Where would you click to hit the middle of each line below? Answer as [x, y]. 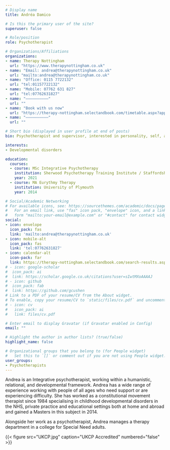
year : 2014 [26, 192]
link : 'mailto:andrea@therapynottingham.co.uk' [61, 234]
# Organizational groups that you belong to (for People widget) [75, 351]
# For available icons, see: [36, 206]
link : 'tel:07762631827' [36, 248]
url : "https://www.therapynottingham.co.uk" [57, 66]
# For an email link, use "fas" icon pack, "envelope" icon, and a [80, 211]
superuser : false [24, 28]
